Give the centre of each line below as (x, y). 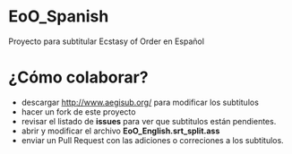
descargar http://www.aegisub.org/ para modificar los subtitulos (140, 102)
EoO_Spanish (59, 17)
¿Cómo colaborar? (78, 77)
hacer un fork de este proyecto (78, 111)
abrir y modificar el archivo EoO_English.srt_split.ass (120, 131)
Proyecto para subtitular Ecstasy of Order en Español (107, 41)
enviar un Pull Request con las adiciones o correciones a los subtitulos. (152, 140)
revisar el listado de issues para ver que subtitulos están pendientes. (149, 121)
